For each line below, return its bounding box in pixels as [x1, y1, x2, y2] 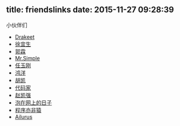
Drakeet [14, 33, 35, 41]
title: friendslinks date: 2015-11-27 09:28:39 [6, 5, 175, 15]
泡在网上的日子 [14, 99, 52, 106]
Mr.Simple [14, 54, 40, 62]
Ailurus [14, 113, 33, 120]
